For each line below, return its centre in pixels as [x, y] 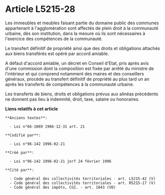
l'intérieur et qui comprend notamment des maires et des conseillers [75, 73]
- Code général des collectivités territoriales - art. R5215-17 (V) [82, 183]
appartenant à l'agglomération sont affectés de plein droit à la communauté [82, 28]
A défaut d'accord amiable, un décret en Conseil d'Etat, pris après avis [77, 63]
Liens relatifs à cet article [32, 109]
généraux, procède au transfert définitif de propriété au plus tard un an [77, 79]
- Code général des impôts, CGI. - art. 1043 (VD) [63, 187]
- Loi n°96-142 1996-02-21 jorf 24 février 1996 [61, 161]
